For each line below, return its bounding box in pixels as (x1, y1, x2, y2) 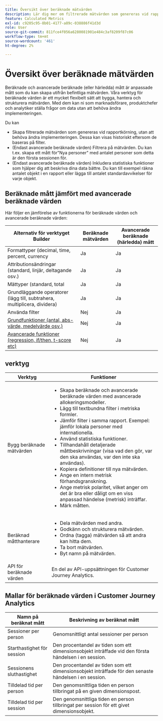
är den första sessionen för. (12, 155, 67, 161)
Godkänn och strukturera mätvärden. (60, 526, 144, 533)
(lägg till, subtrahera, (7, 295, 55, 302)
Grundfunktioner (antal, (7, 317, 61, 323)
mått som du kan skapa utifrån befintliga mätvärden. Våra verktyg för (5, 89, 143, 95)
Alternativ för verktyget (14, 230, 70, 236)
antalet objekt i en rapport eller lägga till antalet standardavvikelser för (12, 170, 152, 176)
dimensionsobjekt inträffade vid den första (52, 648, 149, 654)
